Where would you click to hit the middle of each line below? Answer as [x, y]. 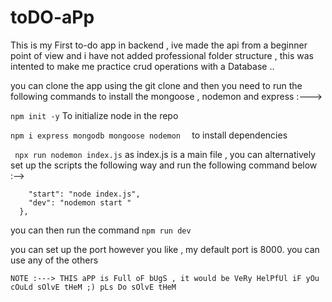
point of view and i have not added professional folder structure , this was [162, 55]
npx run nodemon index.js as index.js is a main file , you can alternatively [165, 154]
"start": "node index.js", [84, 194]
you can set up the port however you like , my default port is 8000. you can [165, 249]
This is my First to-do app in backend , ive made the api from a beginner [159, 45]
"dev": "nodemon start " [80, 202]
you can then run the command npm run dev [101, 230]
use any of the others [54, 260]
